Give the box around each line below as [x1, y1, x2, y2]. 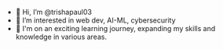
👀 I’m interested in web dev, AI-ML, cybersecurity [15, 16, 176, 25]
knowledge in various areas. [15, 32, 108, 41]
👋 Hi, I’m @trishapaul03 [15, 8, 93, 16]
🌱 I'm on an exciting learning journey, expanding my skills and [15, 24, 216, 33]
